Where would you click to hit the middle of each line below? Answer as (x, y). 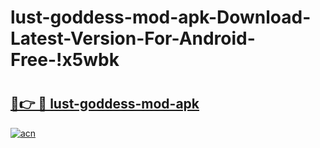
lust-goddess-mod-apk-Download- (161, 17)
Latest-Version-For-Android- (133, 38)
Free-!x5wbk (65, 60)
